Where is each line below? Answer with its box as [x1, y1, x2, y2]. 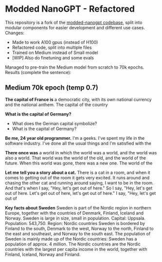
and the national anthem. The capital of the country [5, 101, 108, 108]
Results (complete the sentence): [5, 69, 72, 75]
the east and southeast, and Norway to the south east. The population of [5, 230, 151, 237]
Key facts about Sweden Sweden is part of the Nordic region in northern [5, 205, 152, 210]
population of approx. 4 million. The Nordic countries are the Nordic [5, 241, 141, 247]
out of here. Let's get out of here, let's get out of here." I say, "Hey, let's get [5, 190, 156, 196]
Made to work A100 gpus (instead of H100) [12, 39, 98, 45]
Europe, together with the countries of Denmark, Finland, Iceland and [5, 210, 144, 216]
